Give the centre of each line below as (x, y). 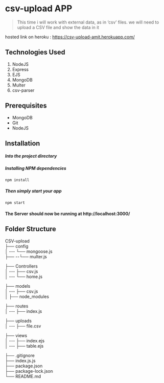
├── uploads (18, 321)
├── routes (17, 306)
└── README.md (23, 376)
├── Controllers (22, 266)
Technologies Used (35, 52)
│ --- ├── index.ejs (25, 341)
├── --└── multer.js (26, 256)
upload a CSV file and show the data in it (58, 27)
